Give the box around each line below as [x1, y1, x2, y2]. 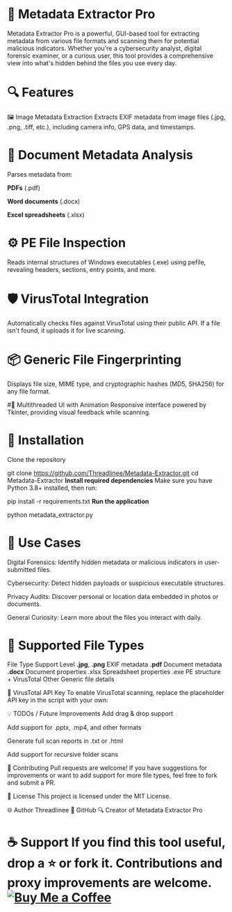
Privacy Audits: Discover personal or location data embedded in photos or [7, 592, 219, 600]
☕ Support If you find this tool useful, [7, 834, 226, 850]
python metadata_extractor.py [7, 511, 94, 519]
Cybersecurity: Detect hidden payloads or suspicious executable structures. [7, 579, 226, 587]
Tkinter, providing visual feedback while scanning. [7, 408, 151, 416]
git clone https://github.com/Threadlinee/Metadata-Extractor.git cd [7, 469, 199, 477]
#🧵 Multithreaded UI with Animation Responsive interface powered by [7, 400, 207, 409]
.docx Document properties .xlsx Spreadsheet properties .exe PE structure [7, 668, 221, 676]
